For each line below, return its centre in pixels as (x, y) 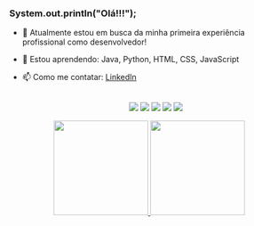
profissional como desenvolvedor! (84, 42)
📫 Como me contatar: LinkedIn (79, 77)
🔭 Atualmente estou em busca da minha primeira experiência (134, 33)
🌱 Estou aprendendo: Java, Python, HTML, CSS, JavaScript (131, 60)
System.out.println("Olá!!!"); (73, 13)
